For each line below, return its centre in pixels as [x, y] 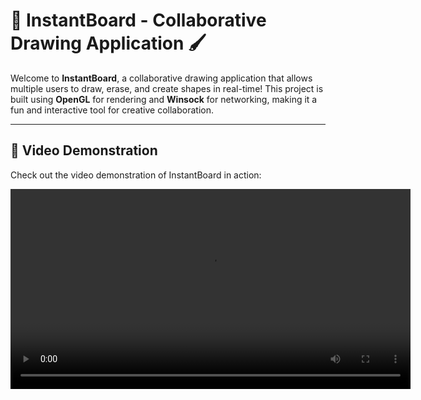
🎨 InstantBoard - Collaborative [138, 20]
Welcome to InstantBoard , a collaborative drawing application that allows [161, 78]
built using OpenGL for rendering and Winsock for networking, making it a [164, 99]
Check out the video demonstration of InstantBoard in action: [136, 175]
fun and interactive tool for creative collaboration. [112, 110]
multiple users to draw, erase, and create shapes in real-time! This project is [167, 88]
